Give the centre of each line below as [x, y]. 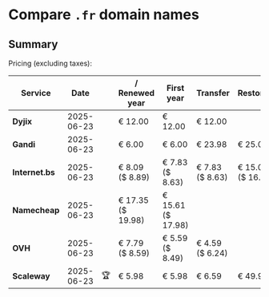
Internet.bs [34, 172]
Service [36, 93]
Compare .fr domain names [104, 15]
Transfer [213, 93]
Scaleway [31, 276]
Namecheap [36, 210]
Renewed [136, 93]
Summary [33, 44]
